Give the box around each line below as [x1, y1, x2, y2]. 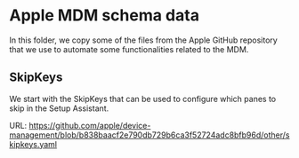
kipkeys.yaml [9, 138, 58, 149]
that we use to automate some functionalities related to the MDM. [9, 43, 249, 54]
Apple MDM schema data [9, 5, 200, 26]
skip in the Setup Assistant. [9, 103, 109, 114]
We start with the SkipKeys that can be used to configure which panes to [9, 93, 277, 104]
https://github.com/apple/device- [28, 120, 151, 130]
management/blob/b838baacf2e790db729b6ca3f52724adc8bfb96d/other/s [9, 130, 290, 140]
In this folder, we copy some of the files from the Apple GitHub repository [9, 35, 278, 45]
